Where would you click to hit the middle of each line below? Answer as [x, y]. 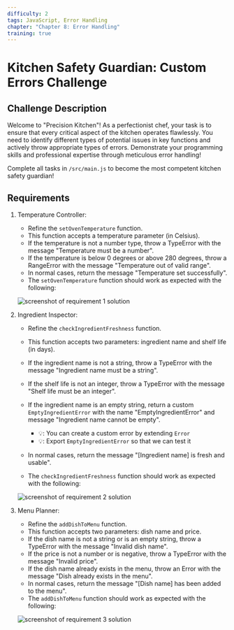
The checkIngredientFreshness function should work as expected [122, 476]
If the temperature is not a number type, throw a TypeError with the [124, 243]
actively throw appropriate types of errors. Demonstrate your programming [115, 148]
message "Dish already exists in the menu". [90, 576]
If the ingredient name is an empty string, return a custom [111, 405]
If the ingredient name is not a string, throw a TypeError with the [120, 363]
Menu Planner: [38, 510]
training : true [29, 33]
